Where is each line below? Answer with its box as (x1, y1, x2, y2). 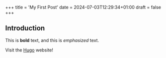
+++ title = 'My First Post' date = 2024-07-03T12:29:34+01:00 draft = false (5, 4, 161, 10)
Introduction (5, 24, 45, 32)
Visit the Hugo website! (5, 47, 54, 53)
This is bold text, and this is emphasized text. (5, 37, 99, 43)
